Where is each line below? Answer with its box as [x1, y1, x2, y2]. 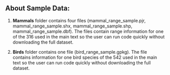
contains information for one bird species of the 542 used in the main [12, 54, 157, 60]
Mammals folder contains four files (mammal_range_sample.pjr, [12, 17, 146, 23]
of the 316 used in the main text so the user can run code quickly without [12, 33, 165, 40]
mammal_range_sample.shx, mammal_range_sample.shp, [12, 23, 133, 29]
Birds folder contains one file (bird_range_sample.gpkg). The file [12, 49, 147, 55]
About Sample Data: [5, 4, 70, 13]
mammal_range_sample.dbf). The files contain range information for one [12, 28, 164, 34]
